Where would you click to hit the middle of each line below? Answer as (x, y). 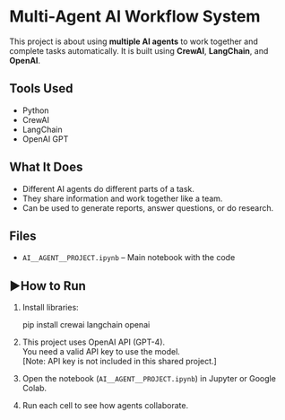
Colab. (35, 389)
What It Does (46, 167)
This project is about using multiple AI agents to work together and (134, 41)
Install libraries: (50, 308)
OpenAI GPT (45, 139)
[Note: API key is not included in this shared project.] (119, 362)
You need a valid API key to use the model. (101, 352)
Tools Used (41, 88)
